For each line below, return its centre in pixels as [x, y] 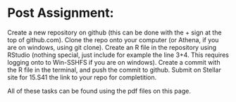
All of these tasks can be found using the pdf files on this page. [99, 91]
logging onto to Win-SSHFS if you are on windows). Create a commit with [114, 62]
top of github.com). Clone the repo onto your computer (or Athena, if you [113, 39]
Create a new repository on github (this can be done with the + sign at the [114, 32]
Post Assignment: [61, 13]
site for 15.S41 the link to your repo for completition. [82, 77]
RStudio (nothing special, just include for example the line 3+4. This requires [118, 55]
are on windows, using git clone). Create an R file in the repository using [112, 47]
